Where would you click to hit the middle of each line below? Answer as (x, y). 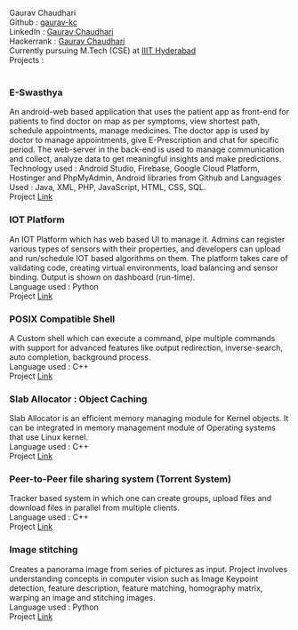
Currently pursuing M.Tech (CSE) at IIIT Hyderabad (103, 51)
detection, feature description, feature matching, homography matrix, (136, 588)
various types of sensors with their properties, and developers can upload (145, 249)
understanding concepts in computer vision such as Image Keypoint (134, 578)
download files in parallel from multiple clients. (94, 508)
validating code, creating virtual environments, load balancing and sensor (144, 267)
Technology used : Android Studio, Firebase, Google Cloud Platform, (134, 169)
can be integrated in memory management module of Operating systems (142, 428)
